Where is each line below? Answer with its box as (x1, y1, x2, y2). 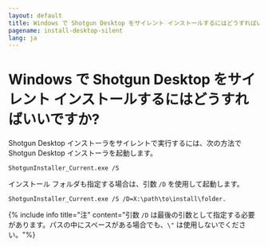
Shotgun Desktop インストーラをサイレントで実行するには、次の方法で (8, 139, 242, 148)
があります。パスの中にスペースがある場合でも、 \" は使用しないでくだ (8, 220, 239, 229)
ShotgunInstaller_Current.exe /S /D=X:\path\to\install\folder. (8, 195, 227, 203)
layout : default (8, 11, 62, 20)
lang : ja (8, 33, 37, 42)
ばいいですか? (8, 111, 100, 128)
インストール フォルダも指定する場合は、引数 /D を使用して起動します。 (8, 179, 245, 189)
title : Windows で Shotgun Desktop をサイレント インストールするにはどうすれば (8, 19, 257, 27)
